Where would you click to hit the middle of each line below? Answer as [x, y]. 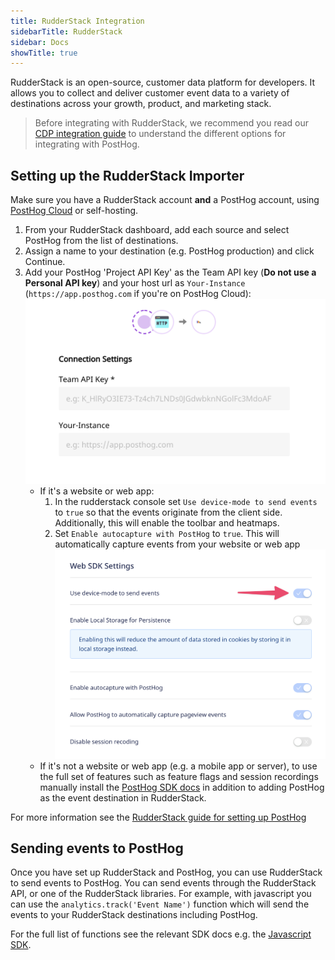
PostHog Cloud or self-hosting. [74, 211]
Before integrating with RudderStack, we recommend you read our [172, 123]
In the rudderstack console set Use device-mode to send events [186, 502]
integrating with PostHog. [87, 144]
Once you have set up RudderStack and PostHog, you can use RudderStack [166, 872]
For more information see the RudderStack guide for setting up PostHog [158, 817]
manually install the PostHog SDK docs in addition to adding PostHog [182, 787]
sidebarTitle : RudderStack [66, 31]
